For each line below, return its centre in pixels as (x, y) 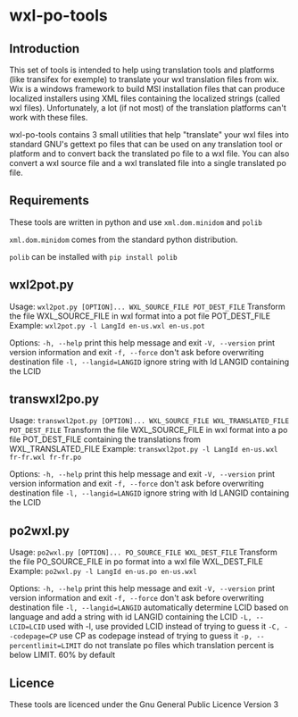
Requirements (49, 200)
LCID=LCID (28, 627)
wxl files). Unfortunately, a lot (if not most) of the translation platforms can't (148, 108)
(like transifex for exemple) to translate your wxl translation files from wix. (144, 79)
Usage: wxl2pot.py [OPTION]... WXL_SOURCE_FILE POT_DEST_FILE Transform (147, 306)
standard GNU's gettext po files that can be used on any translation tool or (146, 144)
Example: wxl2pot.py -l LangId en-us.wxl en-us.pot (107, 325)
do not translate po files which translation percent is (179, 646)
